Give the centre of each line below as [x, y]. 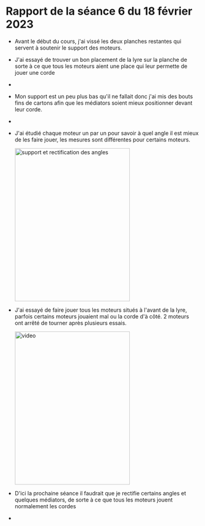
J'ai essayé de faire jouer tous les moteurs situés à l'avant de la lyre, [101, 310]
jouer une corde [35, 72]
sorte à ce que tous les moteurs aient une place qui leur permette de [101, 66]
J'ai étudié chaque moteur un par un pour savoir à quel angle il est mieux [106, 133]
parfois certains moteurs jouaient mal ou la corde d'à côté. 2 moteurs [102, 316]
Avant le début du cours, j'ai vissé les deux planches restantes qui [98, 41]
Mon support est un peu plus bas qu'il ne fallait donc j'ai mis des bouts [104, 96]
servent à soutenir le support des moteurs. [68, 48]
